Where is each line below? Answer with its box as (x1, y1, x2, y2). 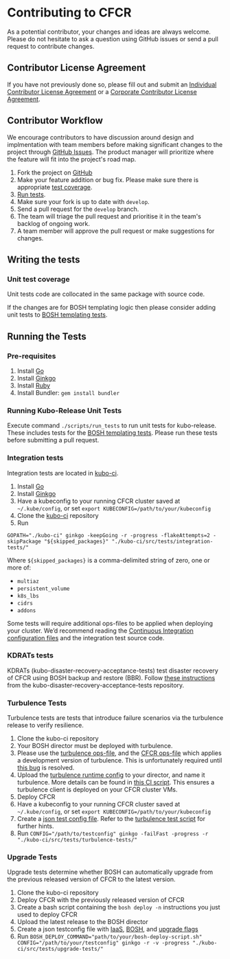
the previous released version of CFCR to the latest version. (7, 875, 176, 883)
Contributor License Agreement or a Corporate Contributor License (7, 87, 197, 95)
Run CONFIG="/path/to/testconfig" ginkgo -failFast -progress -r (16, 829, 209, 837)
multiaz (16, 578, 39, 585)
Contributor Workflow (7, 115, 103, 126)
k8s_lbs (16, 592, 39, 599)
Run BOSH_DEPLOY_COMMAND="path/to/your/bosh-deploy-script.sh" (16, 932, 203, 940)
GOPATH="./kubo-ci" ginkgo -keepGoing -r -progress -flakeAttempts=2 (7, 532, 211, 539)
